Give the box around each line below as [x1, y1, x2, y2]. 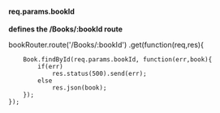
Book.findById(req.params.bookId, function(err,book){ [23, 56, 213, 64]
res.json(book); [51, 84, 107, 92]
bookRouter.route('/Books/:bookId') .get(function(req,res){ [8, 40, 205, 50]
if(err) [37, 63, 63, 71]
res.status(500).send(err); [51, 69, 148, 78]
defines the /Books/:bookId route [8, 24, 123, 34]
